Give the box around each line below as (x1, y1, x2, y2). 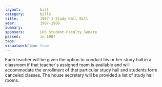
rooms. (5, 77, 20, 83)
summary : (5, 25, 23, 30)
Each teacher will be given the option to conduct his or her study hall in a (5, 56, 152, 62)
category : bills (5, 12, 51, 17)
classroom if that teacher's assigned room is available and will (5, 62, 130, 68)
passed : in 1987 (5, 35, 56, 39)
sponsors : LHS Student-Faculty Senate (5, 30, 97, 35)
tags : (5, 39, 16, 44)
